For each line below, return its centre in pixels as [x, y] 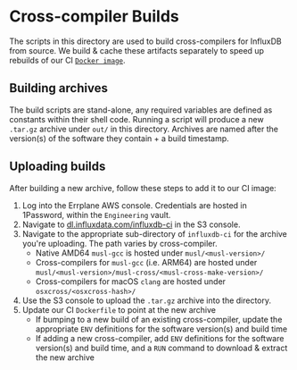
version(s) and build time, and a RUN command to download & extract [161, 348]
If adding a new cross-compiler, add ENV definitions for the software [160, 338]
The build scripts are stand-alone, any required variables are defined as [141, 110]
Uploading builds [58, 167]
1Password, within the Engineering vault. [96, 214]
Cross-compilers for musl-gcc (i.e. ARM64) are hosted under [146, 262]
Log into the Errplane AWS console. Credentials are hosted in [134, 205]
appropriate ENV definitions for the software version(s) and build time [161, 329]
